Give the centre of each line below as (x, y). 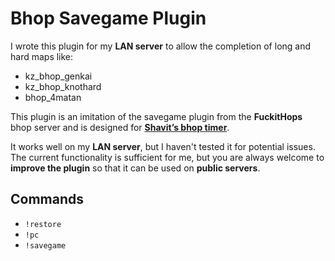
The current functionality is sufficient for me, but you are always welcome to (167, 157)
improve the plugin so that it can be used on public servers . (135, 168)
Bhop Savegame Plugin (108, 18)
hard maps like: (42, 56)
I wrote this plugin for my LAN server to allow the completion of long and (161, 46)
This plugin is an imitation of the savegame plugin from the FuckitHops (156, 116)
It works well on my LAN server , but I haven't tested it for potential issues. (163, 146)
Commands (47, 199)
